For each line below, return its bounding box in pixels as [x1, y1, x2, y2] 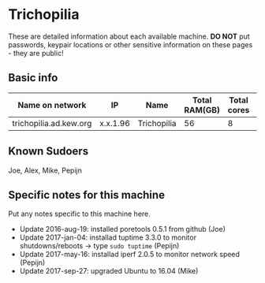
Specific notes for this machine [8, 188, 166, 202]
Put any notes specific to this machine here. [8, 209, 151, 218]
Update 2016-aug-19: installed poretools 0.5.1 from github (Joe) [19, 225, 226, 234]
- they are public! [8, 48, 65, 58]
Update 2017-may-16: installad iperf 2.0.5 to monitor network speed [19, 250, 241, 259]
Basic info [8, 71, 58, 84]
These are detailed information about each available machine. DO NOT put [8, 32, 250, 41]
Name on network [17, 99, 87, 110]
